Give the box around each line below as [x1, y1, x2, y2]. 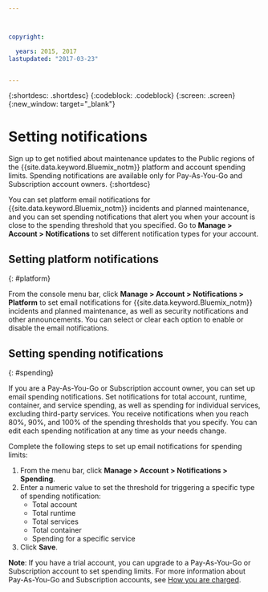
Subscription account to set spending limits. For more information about [8, 566, 246, 576]
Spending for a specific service [31, 533, 136, 543]
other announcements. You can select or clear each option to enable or [8, 314, 244, 325]
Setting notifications [8, 128, 148, 145]
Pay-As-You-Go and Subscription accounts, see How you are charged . [8, 574, 242, 584]
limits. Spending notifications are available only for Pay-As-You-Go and [8, 171, 243, 180]
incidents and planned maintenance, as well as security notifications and [8, 306, 249, 316]
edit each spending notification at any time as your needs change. [8, 426, 227, 436]
